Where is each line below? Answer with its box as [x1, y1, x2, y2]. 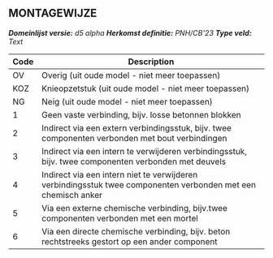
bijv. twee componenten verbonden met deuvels [41, 156, 226, 167]
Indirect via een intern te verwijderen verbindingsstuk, [41, 145, 248, 157]
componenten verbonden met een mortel [41, 213, 199, 224]
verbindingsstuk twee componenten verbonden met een [41, 178, 257, 190]
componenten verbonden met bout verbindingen [41, 132, 227, 144]
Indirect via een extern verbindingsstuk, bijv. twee [41, 122, 232, 133]
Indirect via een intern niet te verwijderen [41, 169, 198, 180]
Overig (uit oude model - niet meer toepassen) [41, 69, 221, 80]
